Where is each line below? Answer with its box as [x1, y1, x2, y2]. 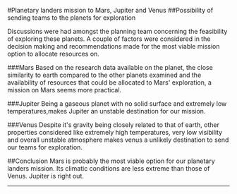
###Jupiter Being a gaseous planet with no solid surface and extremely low [7, 99, 227, 108]
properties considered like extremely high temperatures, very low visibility [7, 128, 223, 136]
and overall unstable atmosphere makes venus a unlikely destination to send [7, 135, 229, 144]
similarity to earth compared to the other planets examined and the [7, 71, 202, 79]
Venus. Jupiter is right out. [7, 172, 85, 180]
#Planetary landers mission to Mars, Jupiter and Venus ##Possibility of [7, 6, 214, 14]
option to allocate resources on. [7, 49, 100, 58]
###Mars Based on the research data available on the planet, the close [7, 63, 213, 71]
